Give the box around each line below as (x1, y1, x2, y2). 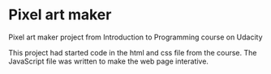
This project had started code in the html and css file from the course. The (8, 47, 257, 57)
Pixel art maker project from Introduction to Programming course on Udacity (8, 32, 263, 42)
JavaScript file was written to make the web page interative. (8, 56, 209, 66)
